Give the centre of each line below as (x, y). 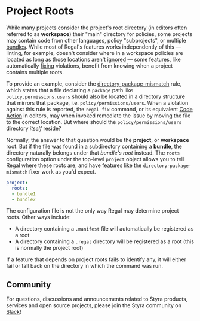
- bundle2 (24, 199)
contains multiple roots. (35, 72)
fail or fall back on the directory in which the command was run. (84, 266)
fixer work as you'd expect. (62, 171)
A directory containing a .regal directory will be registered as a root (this (104, 241)
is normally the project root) (49, 248)
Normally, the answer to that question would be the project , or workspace (98, 140)
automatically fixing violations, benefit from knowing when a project (90, 66)
